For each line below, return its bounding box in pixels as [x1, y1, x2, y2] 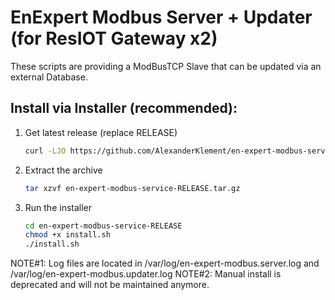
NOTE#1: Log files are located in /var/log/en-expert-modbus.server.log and [10, 257, 320, 270]
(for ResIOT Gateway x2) [10, 27, 218, 50]
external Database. [10, 71, 88, 83]
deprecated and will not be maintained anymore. [10, 279, 210, 291]
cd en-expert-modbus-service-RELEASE [24, 221, 183, 231]
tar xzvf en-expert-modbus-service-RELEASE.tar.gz [24, 183, 241, 193]
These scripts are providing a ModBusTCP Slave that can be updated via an [10, 60, 322, 72]
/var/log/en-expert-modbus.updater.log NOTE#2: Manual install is [10, 268, 282, 280]
